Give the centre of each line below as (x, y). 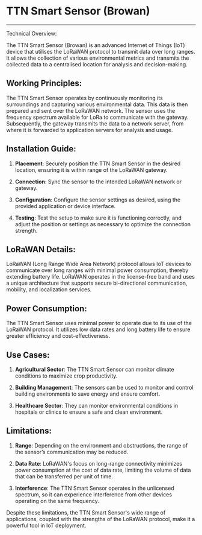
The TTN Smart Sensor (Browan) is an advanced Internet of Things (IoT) (96, 45)
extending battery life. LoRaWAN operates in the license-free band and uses (101, 277)
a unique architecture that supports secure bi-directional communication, (97, 283)
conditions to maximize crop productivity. (66, 376)
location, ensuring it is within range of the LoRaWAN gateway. (91, 169)
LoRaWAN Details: (41, 249)
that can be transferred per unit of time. (64, 476)
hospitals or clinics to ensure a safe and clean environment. (89, 412)
